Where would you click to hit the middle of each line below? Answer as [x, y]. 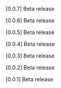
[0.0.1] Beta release [30, 79]
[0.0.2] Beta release [30, 67]
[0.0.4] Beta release [30, 44]
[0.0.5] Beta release [30, 32]
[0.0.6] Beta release [30, 20]
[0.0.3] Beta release [30, 56]
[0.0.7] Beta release [30, 9]
